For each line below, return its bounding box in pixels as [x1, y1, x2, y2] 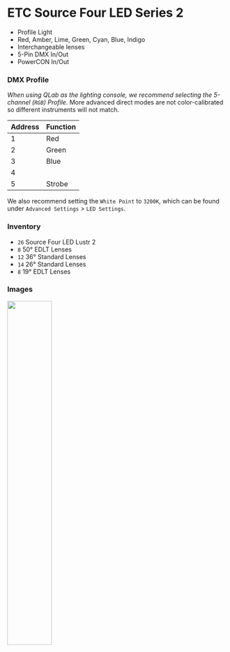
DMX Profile [7, 75, 49, 84]
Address [10, 122, 40, 132]
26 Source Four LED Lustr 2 [17, 238, 96, 246]
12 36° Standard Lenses [17, 252, 86, 261]
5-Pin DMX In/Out [17, 50, 68, 59]
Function [46, 122, 77, 132]
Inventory [7, 222, 41, 231]
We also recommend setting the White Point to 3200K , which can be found [7, 197, 220, 205]
